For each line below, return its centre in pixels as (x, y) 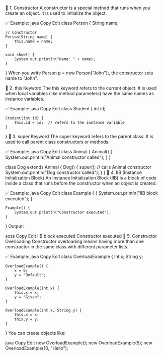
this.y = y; (27, 319)
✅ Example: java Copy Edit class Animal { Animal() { (59, 151)
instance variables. (25, 99)
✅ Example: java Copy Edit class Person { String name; (62, 23)
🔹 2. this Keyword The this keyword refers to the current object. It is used (81, 88)
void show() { (20, 55)
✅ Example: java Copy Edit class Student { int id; (55, 108)
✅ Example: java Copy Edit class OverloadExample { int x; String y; (74, 256)
